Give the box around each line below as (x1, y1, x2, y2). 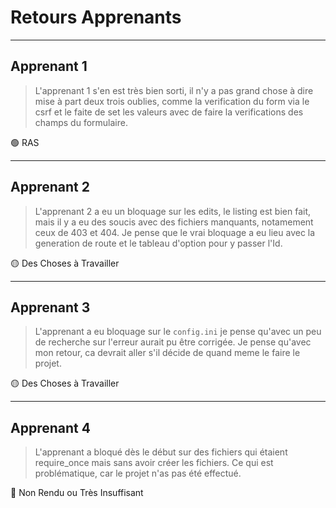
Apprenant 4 (10, 419, 91, 436)
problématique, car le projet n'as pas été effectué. (34, 467, 242, 480)
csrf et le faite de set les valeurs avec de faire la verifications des (34, 106, 304, 118)
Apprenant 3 (10, 299, 91, 316)
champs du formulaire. (34, 116, 128, 128)
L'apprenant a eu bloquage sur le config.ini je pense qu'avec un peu (34, 326, 322, 338)
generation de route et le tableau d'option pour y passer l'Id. (34, 237, 283, 249)
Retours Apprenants (10, 6, 182, 29)
